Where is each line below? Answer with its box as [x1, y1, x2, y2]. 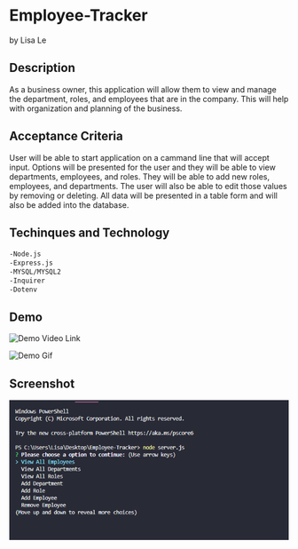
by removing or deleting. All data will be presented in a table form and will [9, 190, 278, 201]
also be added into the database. [9, 199, 129, 210]
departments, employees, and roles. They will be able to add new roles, [9, 171, 271, 182]
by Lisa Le [9, 35, 47, 45]
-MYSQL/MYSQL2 [9, 267, 62, 276]
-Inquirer [9, 276, 46, 285]
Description [9, 60, 75, 76]
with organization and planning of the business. [9, 103, 183, 114]
